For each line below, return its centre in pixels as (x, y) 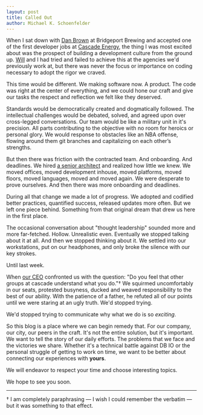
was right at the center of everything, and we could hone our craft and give (100, 91)
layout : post (23, 12)
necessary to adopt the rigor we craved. (56, 73)
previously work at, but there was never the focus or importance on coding (99, 66)
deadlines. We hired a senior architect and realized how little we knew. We (98, 166)
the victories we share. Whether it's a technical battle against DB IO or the (98, 345)
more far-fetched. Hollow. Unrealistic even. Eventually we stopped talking (98, 234)
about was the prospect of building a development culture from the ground (99, 53)
